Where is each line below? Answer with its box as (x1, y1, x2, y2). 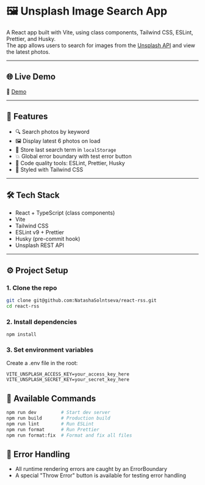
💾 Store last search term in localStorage (15, 146, 117, 153)
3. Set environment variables (6, 346, 93, 354)
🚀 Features (6, 111, 48, 122)
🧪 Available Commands (6, 393, 96, 404)
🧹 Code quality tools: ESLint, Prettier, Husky (15, 159, 125, 166)
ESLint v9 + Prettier (15, 229, 65, 236)
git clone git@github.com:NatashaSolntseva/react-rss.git (6, 297, 157, 304)
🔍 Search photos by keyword (15, 128, 90, 135)
